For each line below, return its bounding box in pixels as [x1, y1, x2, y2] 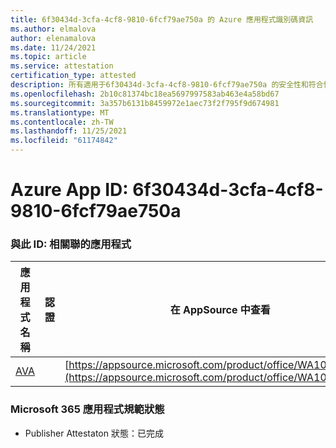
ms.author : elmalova [10, 24, 97, 34]
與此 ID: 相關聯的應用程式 [10, 237, 132, 251]
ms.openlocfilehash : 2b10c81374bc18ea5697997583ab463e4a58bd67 [10, 89, 280, 99]
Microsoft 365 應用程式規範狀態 [10, 402, 165, 416]
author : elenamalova [10, 33, 97, 43]
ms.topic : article [10, 52, 87, 62]
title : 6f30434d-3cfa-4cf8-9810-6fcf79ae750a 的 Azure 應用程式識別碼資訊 [10, 14, 314, 25]
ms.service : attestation [10, 61, 114, 71]
